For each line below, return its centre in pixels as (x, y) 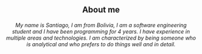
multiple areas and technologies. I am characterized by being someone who (101, 38)
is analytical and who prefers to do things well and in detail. (101, 44)
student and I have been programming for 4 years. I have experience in (101, 31)
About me (101, 10)
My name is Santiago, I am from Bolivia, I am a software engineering (101, 25)
